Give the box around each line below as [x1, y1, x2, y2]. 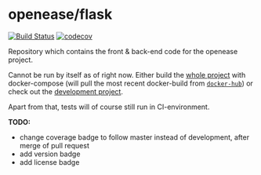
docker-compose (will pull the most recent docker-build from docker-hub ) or [8, 78, 253, 88]
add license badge [19, 157, 80, 166]
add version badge [19, 149, 81, 159]
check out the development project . [8, 86, 124, 96]
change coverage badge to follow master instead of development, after [19, 132, 249, 142]
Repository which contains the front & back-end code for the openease [8, 46, 238, 56]
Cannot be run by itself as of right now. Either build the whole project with [8, 70, 246, 79]
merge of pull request [19, 140, 90, 150]
